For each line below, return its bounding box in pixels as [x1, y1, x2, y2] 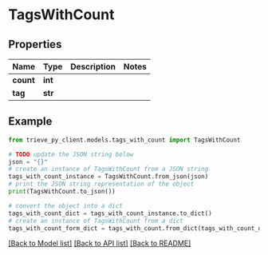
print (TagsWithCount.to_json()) [8, 188, 116, 196]
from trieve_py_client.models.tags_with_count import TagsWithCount [8, 136, 241, 144]
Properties [8, 38, 62, 51]
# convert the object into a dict [8, 201, 124, 209]
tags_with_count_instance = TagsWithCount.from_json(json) [8, 173, 209, 181]
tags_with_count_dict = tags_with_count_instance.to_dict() [8, 209, 213, 217]
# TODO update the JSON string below [8, 150, 134, 158]
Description [70, 62, 116, 72]
